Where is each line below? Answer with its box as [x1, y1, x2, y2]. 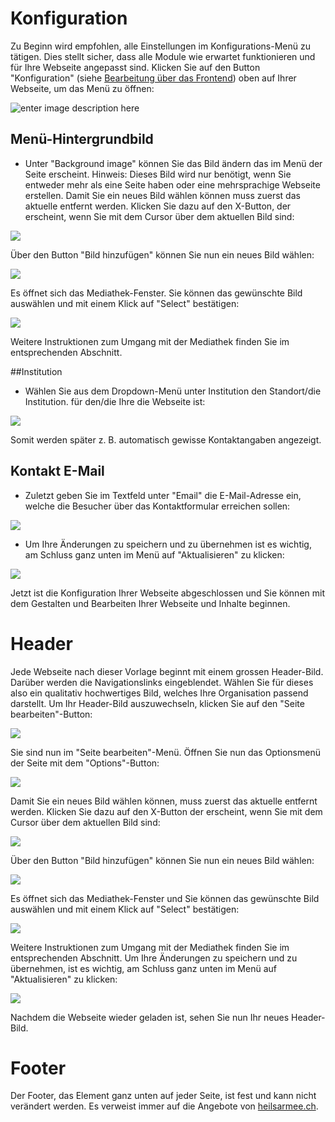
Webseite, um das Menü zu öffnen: [10, 82, 155, 94]
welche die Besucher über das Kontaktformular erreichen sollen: [24, 500, 291, 512]
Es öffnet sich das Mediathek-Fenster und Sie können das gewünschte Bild [10, 892, 320, 904]
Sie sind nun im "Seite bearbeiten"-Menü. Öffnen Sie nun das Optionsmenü [10, 746, 321, 758]
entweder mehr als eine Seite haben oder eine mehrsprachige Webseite [24, 178, 321, 191]
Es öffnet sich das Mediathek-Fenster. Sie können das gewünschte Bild [10, 287, 303, 299]
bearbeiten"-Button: [10, 708, 93, 720]
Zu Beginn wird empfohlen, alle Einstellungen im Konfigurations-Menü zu [10, 40, 311, 52]
